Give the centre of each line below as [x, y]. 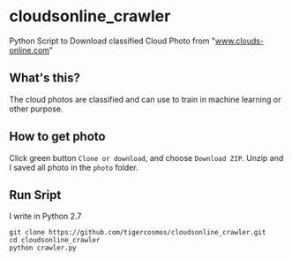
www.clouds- [240, 41]
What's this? [45, 78]
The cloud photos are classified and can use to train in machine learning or [145, 99]
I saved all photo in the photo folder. [74, 167]
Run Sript [35, 195]
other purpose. [36, 109]
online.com [30, 50]
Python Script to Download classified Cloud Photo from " [112, 41]
